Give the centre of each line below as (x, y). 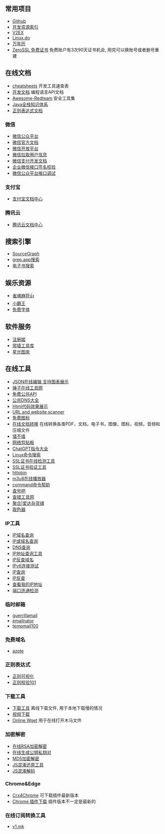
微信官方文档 (25, 142)
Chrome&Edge (23, 784)
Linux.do (21, 38)
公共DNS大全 (26, 400)
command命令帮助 (31, 485)
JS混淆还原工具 (28, 764)
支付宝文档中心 (27, 199)
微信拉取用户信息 (30, 154)
